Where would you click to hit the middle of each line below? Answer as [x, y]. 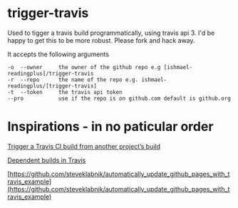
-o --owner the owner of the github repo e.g [84, 67]
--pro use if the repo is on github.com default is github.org [119, 98]
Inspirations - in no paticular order [110, 127]
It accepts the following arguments [58, 54]
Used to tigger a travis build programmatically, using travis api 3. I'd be [111, 33]
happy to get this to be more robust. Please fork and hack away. [101, 40]
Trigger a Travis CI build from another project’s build [84, 146]
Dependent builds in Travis [47, 160]
